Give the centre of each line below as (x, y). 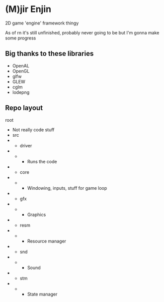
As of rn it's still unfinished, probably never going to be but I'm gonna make (82, 32)
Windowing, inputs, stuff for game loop (67, 188)
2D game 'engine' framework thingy (42, 23)
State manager (42, 294)
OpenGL (21, 71)
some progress (21, 38)
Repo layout (24, 108)
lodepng (21, 92)
